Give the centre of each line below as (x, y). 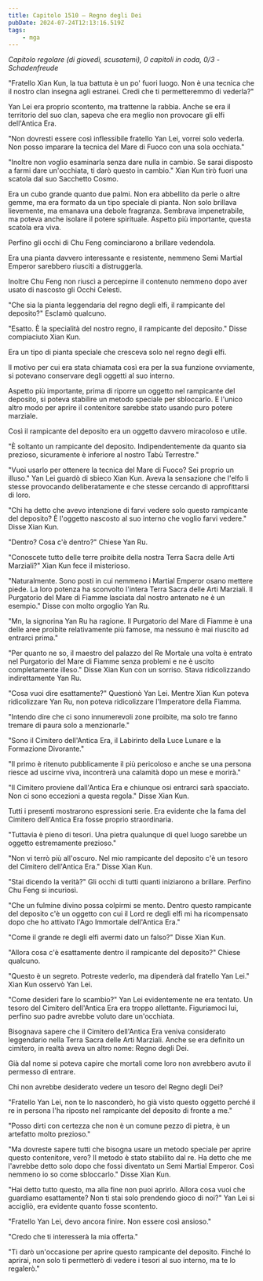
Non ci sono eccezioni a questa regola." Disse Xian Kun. (99, 796)
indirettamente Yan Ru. (45, 678)
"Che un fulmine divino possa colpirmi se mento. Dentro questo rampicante (130, 906)
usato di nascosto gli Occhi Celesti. (65, 290)
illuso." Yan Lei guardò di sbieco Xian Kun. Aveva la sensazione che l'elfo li (128, 478)
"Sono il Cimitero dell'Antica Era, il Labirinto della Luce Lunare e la (115, 741)
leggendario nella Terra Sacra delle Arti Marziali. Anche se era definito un (126, 1040)
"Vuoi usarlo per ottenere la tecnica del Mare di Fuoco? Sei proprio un (121, 470)
